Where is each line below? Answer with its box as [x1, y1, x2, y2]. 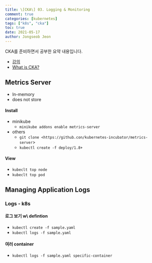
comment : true [5, 12, 34, 17]
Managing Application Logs [5, 186, 90, 194]
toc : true [5, 25, 25, 30]
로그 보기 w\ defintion [5, 213, 48, 219]
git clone [19, 135, 40, 140]
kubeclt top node [12, 167, 48, 172]
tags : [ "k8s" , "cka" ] [5, 20, 49, 26]
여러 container [5, 241, 34, 247]
